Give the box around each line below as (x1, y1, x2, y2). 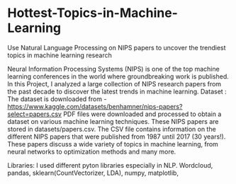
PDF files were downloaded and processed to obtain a (63, 110, 222, 118)
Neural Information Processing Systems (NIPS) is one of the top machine (7, 64, 220, 73)
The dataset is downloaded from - (7, 94, 107, 103)
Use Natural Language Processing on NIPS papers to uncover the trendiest (7, 43, 226, 52)
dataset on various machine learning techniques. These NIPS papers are (7, 117, 219, 125)
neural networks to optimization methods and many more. (7, 147, 176, 156)
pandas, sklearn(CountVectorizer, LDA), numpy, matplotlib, (7, 168, 179, 177)
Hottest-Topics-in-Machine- (7, 5, 179, 21)
